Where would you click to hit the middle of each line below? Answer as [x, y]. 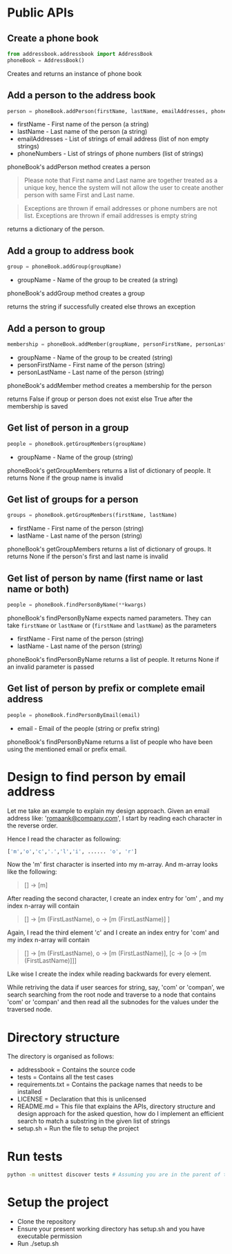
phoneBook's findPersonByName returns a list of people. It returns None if [113, 659]
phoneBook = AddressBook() [46, 60]
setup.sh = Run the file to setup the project [78, 1128]
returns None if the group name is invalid [65, 478]
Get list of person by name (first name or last [105, 578]
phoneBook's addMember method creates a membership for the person [109, 385]
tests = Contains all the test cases [65, 1077]
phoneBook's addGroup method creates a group [76, 293]
